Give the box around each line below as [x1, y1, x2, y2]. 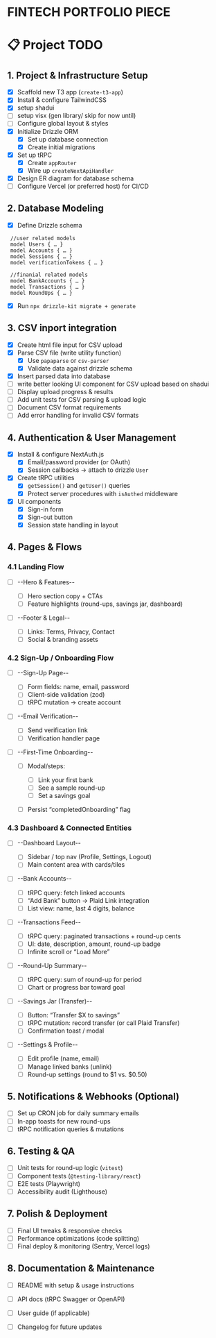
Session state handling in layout [27, 520, 118, 529]
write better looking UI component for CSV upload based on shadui [17, 380, 210, 389]
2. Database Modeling [7, 203, 104, 214]
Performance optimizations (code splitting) [17, 1234, 140, 1242]
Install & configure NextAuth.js [17, 450, 105, 459]
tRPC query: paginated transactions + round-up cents [27, 931, 181, 940]
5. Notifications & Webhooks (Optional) [7, 1091, 180, 1103]
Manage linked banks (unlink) [27, 1062, 112, 1071]
